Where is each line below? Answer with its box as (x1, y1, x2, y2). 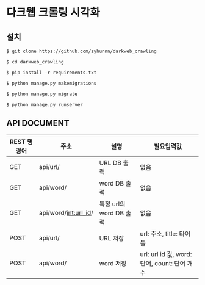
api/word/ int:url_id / (38, 208, 93, 217)
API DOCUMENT (6, 118, 70, 129)
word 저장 (99, 259, 127, 267)
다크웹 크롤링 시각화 (6, 5, 101, 20)
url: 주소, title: (140, 229, 178, 238)
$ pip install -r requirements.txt (6, 70, 97, 76)
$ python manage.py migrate (6, 91, 78, 97)
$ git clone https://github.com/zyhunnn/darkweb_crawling (6, 48, 157, 54)
